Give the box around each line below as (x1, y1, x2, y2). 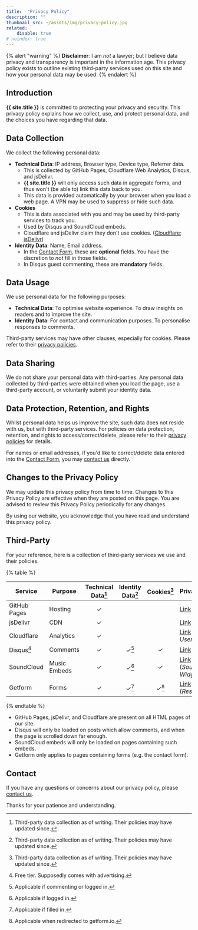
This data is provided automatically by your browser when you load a (23, 192, 192, 199)
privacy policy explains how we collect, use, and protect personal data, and (6, 110, 189, 117)
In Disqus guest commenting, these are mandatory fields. (23, 260, 164, 268)
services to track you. (23, 216, 77, 224)
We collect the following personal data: (6, 149, 101, 156)
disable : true (16, 31, 51, 37)
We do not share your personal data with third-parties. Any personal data (6, 374, 184, 381)
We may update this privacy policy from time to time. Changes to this (6, 488, 174, 495)
